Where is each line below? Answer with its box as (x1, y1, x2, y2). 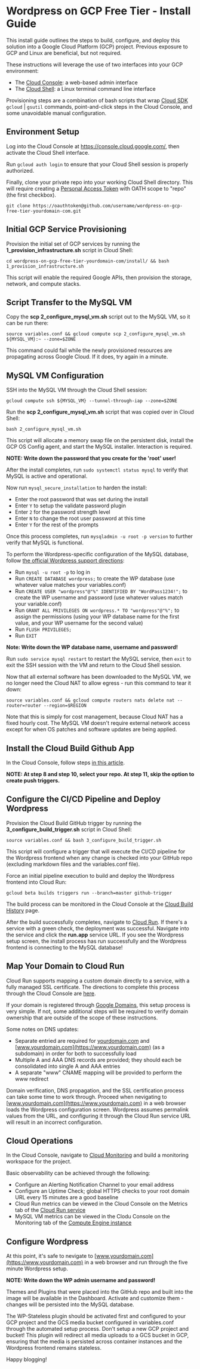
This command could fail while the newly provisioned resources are (6, 347, 173, 354)
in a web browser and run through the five (84, 1259, 188, 1266)
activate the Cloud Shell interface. (6, 149, 90, 156)
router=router (6, 703, 42, 709)
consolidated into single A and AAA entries (14, 1062, 121, 1070)
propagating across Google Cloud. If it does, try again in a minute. (6, 353, 168, 360)
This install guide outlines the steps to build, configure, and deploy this (6, 36, 180, 44)
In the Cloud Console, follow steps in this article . (6, 759, 125, 766)
